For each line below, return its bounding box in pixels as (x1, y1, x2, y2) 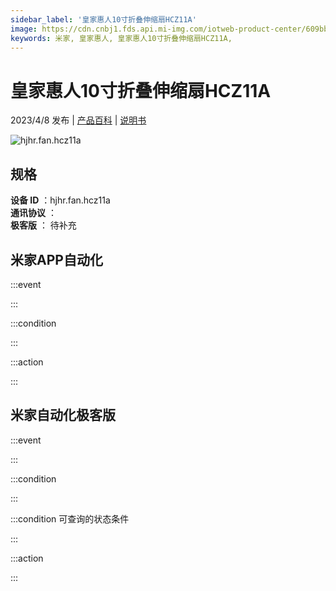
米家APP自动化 (10, 251, 103, 268)
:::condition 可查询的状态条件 (10, 512, 130, 525)
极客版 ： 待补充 (10, 219, 77, 231)
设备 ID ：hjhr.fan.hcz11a (10, 194, 111, 206)
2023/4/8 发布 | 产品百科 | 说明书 (10, 114, 147, 126)
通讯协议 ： (10, 207, 57, 219)
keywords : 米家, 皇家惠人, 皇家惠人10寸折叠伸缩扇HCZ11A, (10, 33, 233, 43)
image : (10, 24, 38, 34)
